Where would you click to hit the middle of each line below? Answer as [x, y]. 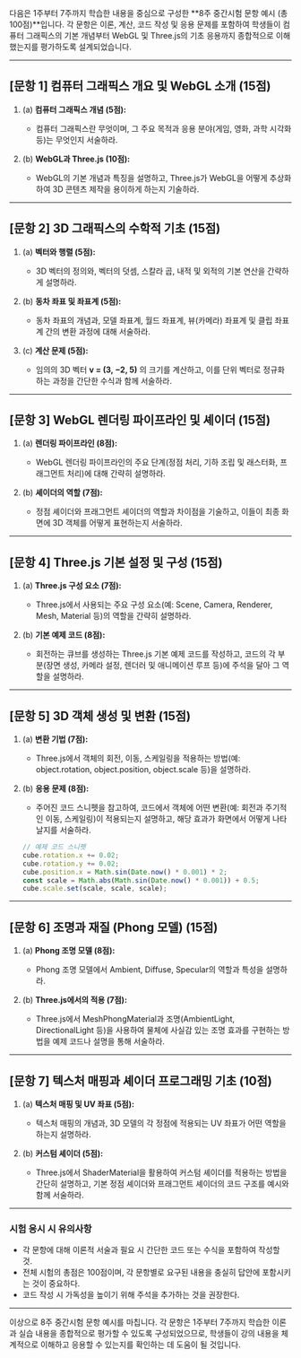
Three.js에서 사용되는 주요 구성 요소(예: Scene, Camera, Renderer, [154, 605]
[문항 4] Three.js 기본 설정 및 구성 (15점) [116, 562]
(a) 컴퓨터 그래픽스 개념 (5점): [74, 109]
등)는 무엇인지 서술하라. [77, 139]
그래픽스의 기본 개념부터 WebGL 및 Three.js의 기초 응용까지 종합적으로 [150, 35]
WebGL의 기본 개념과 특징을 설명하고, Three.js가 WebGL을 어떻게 [151, 178]
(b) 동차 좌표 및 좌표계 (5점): [72, 301]
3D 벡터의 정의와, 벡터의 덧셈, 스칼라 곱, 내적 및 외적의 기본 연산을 [150, 271]
